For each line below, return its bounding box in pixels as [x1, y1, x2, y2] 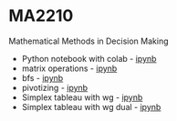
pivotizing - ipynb [21, 82, 88, 93]
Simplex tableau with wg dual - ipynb [21, 101, 161, 112]
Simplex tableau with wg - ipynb [21, 92, 143, 103]
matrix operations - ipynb [21, 63, 118, 74]
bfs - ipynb [21, 72, 64, 83]
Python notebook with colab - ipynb [21, 53, 157, 64]
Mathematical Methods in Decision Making [8, 35, 169, 46]
